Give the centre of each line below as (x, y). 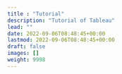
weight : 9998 (26, 60)
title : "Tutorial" (36, 14)
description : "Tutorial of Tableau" (61, 20)
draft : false (26, 47)
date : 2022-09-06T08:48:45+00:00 (56, 33)
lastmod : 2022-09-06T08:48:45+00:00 (61, 40)
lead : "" (20, 27)
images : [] (23, 54)
